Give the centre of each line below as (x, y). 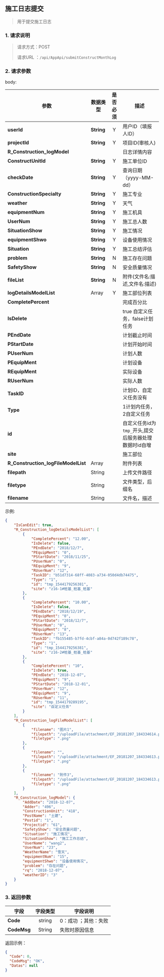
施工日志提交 (24, 9)
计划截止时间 (137, 335)
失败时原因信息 (77, 930)
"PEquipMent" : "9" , (51, 680)
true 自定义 (135, 312)
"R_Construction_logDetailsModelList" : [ (56, 530)
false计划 (143, 319)
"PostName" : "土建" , (43, 816)
